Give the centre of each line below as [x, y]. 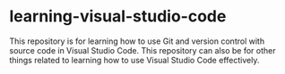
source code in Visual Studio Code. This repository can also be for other [142, 50]
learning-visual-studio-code [118, 16]
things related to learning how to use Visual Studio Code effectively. [134, 60]
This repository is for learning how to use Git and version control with [137, 41]
